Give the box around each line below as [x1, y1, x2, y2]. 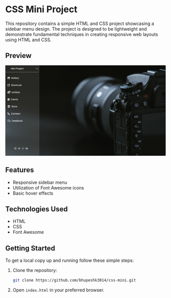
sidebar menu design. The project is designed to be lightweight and [5, 25, 147, 32]
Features [5, 166, 34, 174]
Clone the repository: [12, 267, 58, 274]
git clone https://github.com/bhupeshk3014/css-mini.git [12, 278, 136, 283]
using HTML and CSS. [5, 37, 52, 43]
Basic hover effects [12, 190, 53, 196]
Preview [5, 51, 32, 60]
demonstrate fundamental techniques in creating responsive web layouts [5, 31, 158, 37]
